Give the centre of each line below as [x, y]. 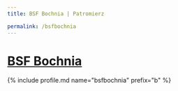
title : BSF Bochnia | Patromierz [56, 14]
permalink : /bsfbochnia [42, 26]
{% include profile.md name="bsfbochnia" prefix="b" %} [89, 80]
